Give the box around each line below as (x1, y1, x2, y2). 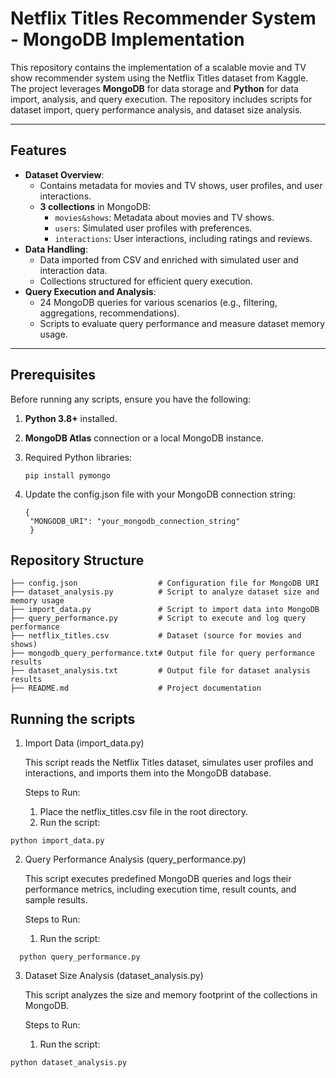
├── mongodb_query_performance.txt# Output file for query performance (10, 648, 315, 659)
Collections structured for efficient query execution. (39, 275, 253, 287)
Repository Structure (10, 552, 145, 569)
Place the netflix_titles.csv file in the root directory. (39, 806, 248, 818)
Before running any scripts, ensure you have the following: (10, 393, 252, 405)
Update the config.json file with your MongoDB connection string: (24, 488, 296, 500)
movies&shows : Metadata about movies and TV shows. (54, 211, 275, 223)
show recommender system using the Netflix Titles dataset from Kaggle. (10, 72, 309, 84)
